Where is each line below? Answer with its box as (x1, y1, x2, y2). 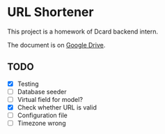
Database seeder (17, 87, 68, 96)
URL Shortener (7, 4, 94, 20)
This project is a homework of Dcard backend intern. (7, 27, 159, 36)
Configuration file (17, 111, 68, 119)
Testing (17, 80, 40, 88)
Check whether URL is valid (17, 103, 97, 112)
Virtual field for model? (17, 95, 84, 103)
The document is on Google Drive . (7, 40, 106, 49)
